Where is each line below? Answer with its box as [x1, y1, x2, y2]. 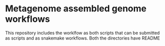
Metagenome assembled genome [5, 3, 147, 14]
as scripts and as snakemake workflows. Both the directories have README [5, 35, 160, 41]
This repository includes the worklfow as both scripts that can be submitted [5, 30, 160, 36]
